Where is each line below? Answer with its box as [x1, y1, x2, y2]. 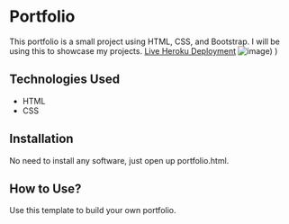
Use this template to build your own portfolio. [9, 205, 176, 216]
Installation [9, 131, 74, 147]
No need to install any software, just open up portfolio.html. [9, 155, 230, 166]
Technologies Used [9, 72, 120, 87]
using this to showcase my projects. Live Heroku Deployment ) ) [9, 45, 278, 56]
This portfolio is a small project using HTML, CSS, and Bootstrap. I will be [9, 36, 281, 47]
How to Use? [9, 181, 82, 196]
